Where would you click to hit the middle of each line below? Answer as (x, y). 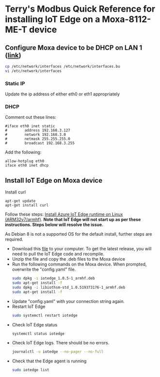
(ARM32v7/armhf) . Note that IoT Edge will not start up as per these (73, 220)
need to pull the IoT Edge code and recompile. (58, 254)
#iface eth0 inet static (30, 126)
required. (14, 239)
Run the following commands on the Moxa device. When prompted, (79, 264)
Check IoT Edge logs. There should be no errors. (61, 343)
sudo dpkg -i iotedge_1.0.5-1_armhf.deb (53, 279)
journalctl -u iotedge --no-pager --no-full (58, 352)
